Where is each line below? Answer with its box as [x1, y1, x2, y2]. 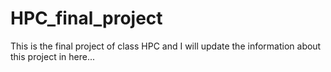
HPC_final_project [10, 7, 163, 30]
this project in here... [10, 50, 95, 62]
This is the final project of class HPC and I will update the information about [10, 40, 322, 52]
